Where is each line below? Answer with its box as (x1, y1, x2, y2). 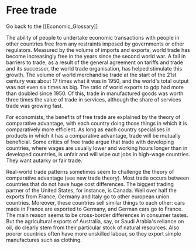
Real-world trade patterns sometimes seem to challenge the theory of (6, 168, 174, 175)
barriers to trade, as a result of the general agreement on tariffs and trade (6, 59, 183, 66)
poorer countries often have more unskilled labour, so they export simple (6, 230, 181, 237)
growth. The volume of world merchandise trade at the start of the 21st (6, 71, 177, 78)
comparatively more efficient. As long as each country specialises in (6, 126, 171, 133)
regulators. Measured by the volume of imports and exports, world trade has (6, 46, 190, 53)
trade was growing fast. (6, 102, 63, 109)
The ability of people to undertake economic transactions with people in (6, 34, 180, 41)
